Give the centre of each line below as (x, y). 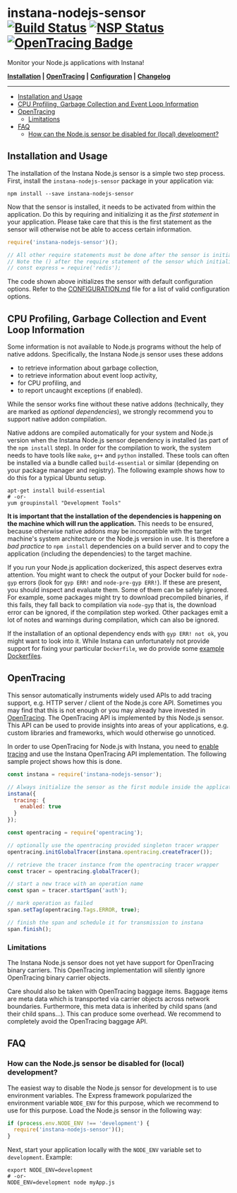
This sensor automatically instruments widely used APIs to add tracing (109, 695)
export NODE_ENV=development (50, 1170)
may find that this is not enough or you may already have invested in (107, 710)
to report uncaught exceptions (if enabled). (80, 390)
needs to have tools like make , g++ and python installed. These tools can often (118, 455)
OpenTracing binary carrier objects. (59, 977)
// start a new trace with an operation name (75, 884)
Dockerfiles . (25, 656)
